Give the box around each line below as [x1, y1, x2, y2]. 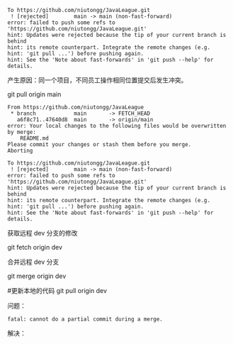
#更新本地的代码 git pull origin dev [7, 287, 108, 294]
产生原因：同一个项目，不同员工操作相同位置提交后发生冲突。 [7, 76, 188, 84]
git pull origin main [7, 90, 62, 99]
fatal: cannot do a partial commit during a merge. [7, 316, 163, 323]
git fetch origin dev [7, 243, 62, 251]
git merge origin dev [7, 272, 67, 280]
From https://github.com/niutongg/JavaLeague [7, 104, 144, 111]
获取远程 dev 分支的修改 [7, 229, 78, 237]
